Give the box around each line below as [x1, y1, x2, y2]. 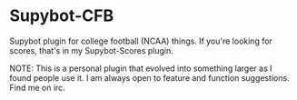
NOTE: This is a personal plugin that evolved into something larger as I [9, 63, 272, 74]
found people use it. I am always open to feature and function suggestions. [9, 72, 290, 83]
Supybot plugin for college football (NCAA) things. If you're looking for [9, 35, 272, 46]
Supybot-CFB [9, 5, 114, 26]
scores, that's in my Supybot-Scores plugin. [9, 45, 174, 55]
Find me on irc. [9, 82, 65, 93]
